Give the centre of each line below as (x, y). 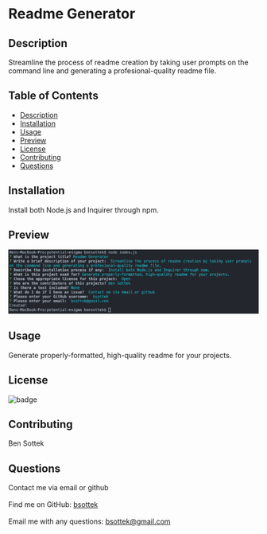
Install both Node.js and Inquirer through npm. (83, 210)
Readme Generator (72, 14)
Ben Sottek (26, 443)
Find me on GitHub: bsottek (53, 505)
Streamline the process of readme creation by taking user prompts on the (128, 62)
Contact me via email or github (58, 488)
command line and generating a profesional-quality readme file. (112, 71)
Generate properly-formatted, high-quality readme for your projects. (120, 355)
